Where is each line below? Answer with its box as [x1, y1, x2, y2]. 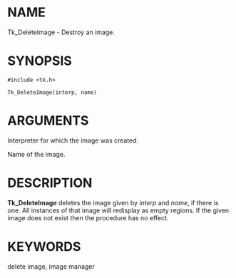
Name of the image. [7, 150, 66, 158]
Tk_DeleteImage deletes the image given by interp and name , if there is [7, 198, 219, 207]
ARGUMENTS [7, 113, 89, 129]
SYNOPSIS [7, 53, 73, 69]
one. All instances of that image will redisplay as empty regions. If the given [7, 206, 230, 215]
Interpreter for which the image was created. [7, 136, 139, 145]
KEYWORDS [7, 238, 81, 254]
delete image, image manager [7, 262, 95, 271]
